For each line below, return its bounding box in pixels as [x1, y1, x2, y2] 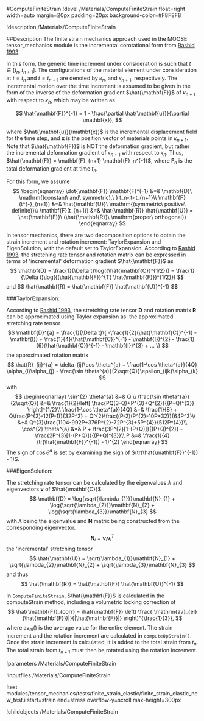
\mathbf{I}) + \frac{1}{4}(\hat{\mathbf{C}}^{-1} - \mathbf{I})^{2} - [10, 336, 175, 343]
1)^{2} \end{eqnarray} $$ [105, 438, 169, 446]
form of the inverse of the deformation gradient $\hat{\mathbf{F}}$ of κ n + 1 [6, 88, 196, 97]
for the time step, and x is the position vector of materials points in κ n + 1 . [6, 135, 188, 143]
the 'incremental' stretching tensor [6, 545, 93, 553]
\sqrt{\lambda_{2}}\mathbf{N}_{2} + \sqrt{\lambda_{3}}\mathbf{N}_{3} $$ [9, 561, 196, 569]
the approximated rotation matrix [6, 351, 89, 359]
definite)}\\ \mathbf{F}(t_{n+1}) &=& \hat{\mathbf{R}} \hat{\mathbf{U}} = [11, 207, 194, 214]
